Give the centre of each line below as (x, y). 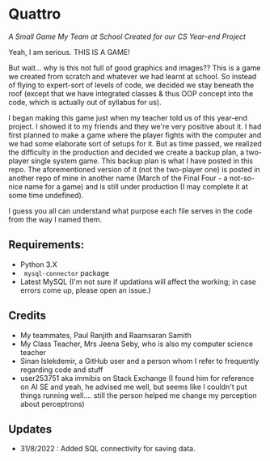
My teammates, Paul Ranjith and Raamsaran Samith (105, 335)
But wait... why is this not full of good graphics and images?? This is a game (135, 68)
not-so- (242, 178)
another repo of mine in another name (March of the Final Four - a (118, 178)
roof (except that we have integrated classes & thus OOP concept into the (131, 93)
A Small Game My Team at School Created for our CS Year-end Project (127, 36)
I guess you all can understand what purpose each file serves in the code (131, 210)
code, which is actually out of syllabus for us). (85, 102)
